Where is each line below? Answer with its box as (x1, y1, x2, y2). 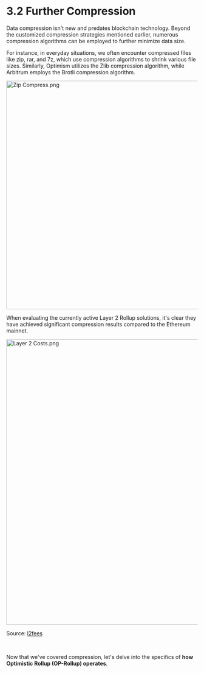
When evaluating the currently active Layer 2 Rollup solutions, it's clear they (6, 314, 196, 321)
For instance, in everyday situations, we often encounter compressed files (6, 49, 191, 56)
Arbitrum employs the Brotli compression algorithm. (6, 68, 135, 76)
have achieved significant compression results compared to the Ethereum (6, 320, 191, 328)
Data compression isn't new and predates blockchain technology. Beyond (6, 24, 191, 32)
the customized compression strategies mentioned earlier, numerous (6, 30, 178, 38)
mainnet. (6, 327, 29, 334)
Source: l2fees (6, 629, 43, 637)
